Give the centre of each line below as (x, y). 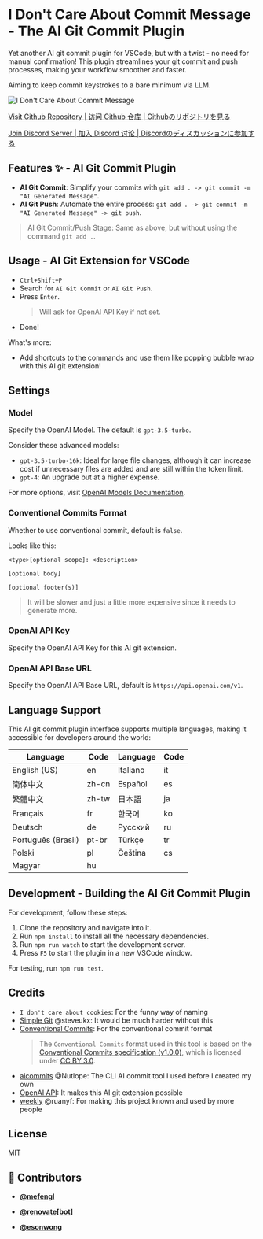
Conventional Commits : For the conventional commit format (116, 1028)
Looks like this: (32, 546)
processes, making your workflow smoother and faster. (97, 69)
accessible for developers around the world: (80, 737)
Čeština (132, 853)
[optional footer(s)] (44, 587)
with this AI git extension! (60, 366)
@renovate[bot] (46, 1212)
